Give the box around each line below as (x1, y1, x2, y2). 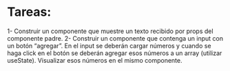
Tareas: (7, 4, 52, 20)
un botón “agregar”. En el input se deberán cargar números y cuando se (7, 41, 211, 50)
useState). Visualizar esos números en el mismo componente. (7, 56, 182, 64)
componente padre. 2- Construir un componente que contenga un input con (7, 34, 224, 42)
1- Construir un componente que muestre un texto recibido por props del (7, 27, 213, 35)
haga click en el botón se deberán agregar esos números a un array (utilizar (7, 49, 222, 57)
